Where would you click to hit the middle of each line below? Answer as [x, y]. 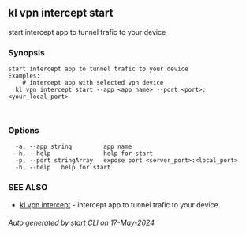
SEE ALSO [28, 188]
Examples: [24, 76]
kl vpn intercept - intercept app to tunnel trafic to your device [119, 204]
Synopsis [26, 52]
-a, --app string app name [74, 147]
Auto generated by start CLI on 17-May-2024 [82, 223]
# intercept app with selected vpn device [93, 83]
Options [24, 131]
